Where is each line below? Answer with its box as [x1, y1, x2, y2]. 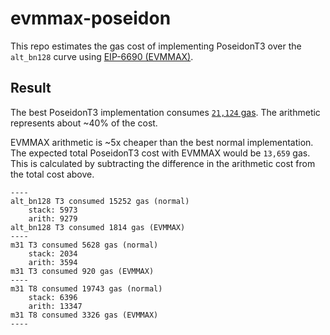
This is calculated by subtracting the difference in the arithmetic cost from [10, 157, 316, 169]
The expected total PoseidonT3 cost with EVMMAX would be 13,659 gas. [10, 147, 311, 159]
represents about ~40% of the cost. [10, 117, 158, 129]
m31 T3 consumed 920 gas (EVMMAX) [10, 266, 155, 276]
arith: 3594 [28, 257, 78, 267]
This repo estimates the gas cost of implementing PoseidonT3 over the [10, 40, 302, 52]
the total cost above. [10, 168, 95, 180]
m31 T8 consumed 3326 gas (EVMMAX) [10, 310, 159, 320]
